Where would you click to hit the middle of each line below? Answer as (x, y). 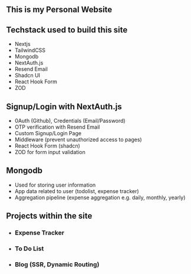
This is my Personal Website (59, 10)
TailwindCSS (30, 50)
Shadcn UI (27, 76)
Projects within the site (49, 216)
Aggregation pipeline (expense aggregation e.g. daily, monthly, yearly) (100, 197)
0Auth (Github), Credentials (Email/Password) (70, 121)
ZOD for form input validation (50, 152)
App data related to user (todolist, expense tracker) (77, 191)
